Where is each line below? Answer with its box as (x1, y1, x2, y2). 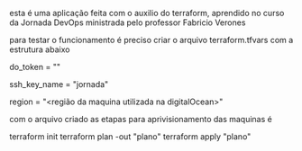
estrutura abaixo (9, 44, 70, 55)
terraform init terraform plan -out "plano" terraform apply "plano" (9, 131, 252, 142)
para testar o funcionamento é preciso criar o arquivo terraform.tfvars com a (9, 35, 294, 45)
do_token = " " (9, 62, 61, 72)
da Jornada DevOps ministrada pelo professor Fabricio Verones (9, 17, 246, 28)
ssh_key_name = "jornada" (9, 79, 109, 89)
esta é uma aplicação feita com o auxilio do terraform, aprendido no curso (9, 8, 285, 18)
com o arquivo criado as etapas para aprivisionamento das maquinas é (9, 114, 272, 124)
